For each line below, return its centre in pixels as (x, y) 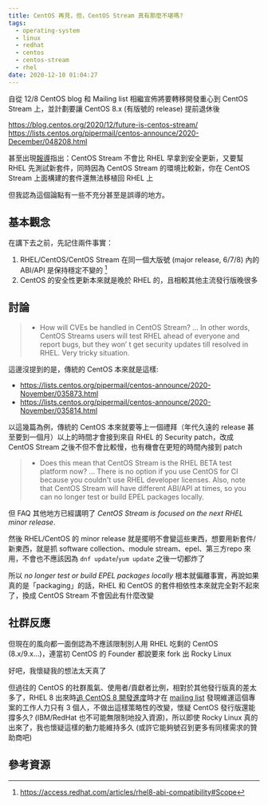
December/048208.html (48, 141)
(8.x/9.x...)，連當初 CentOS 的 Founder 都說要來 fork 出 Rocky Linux (120, 654)
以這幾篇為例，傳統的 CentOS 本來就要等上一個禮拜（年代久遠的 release (127, 426)
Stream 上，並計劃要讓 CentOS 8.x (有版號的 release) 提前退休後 (114, 108)
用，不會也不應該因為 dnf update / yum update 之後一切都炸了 (107, 558)
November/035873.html (59, 393)
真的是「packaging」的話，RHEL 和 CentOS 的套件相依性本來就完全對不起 (130, 585)
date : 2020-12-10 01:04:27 (53, 75)
